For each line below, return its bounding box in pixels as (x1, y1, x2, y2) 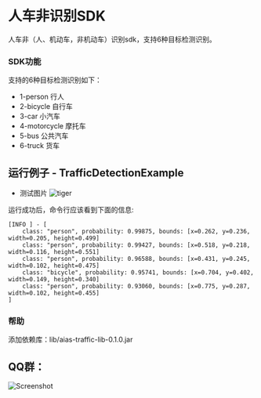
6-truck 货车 (19, 141, 60, 150)
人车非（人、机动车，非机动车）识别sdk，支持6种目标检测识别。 (8, 34, 217, 44)
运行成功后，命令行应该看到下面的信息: (8, 205, 135, 215)
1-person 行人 (19, 92, 64, 102)
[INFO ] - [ (8, 221, 47, 229)
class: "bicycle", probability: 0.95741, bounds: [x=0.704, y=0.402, (22, 269, 255, 277)
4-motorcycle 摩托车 (19, 121, 86, 131)
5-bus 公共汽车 (19, 131, 69, 141)
